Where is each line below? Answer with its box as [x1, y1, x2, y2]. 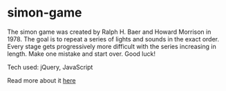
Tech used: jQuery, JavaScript [7, 63, 93, 71]
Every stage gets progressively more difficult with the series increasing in [7, 42, 216, 50]
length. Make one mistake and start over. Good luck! [7, 50, 156, 58]
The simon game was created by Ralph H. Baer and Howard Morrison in [7, 28, 211, 36]
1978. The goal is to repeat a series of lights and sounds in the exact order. [7, 34, 220, 43]
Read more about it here [7, 76, 76, 84]
